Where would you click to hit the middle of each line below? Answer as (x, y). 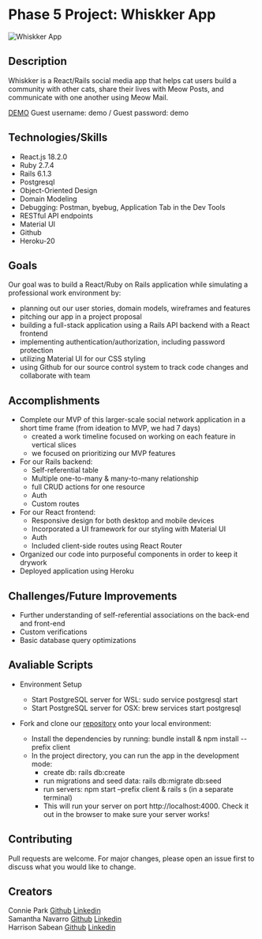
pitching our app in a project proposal (80, 317)
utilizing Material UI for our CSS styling (82, 359)
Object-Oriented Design (58, 190)
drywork (33, 563)
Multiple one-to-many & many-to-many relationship (115, 479)
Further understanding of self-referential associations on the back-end (135, 615)
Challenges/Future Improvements (93, 596)
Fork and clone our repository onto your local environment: (115, 723)
